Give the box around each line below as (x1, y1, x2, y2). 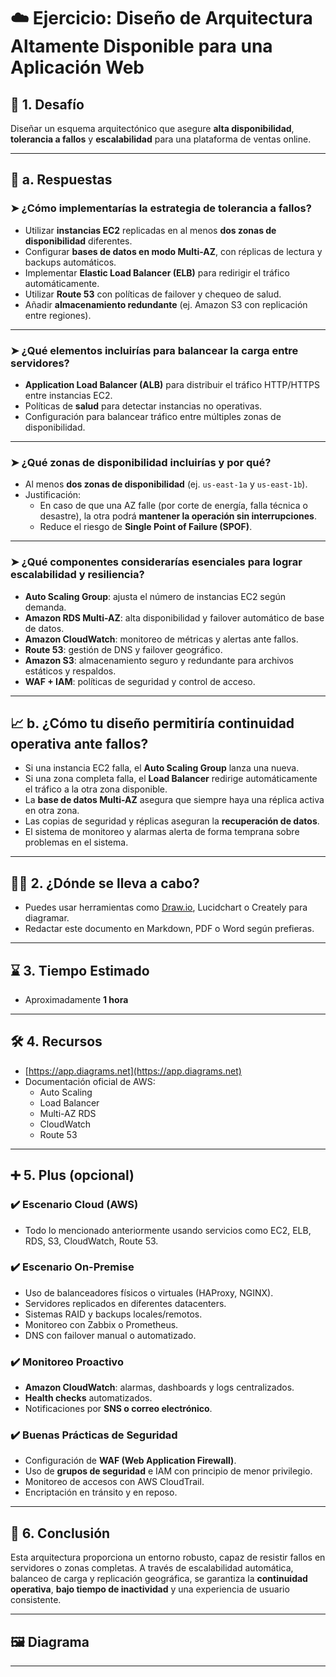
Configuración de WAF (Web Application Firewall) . (24, 1455, 237, 1467)
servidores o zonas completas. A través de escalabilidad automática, (10, 1562, 294, 1574)
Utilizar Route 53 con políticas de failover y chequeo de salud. (24, 288, 282, 300)
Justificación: (24, 489, 82, 501)
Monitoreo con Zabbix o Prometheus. (24, 1318, 179, 1330)
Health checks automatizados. (24, 1392, 153, 1404)
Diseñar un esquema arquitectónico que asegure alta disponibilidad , (10, 123, 295, 134)
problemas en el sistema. (24, 836, 129, 849)
